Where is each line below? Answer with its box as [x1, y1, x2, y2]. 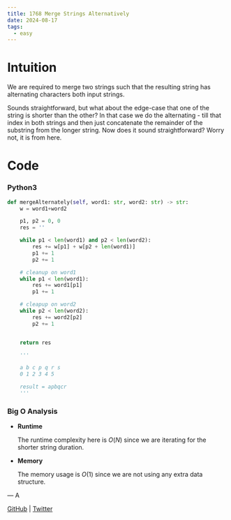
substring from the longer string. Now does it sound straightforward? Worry [7, 126, 225, 135]
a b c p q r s [20, 364, 61, 371]
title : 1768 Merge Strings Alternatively [7, 10, 130, 17]
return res [20, 339, 52, 346]
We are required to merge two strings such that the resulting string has [7, 83, 211, 91]
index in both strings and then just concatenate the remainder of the [7, 119, 203, 127]
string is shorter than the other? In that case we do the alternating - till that [7, 111, 221, 119]
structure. [17, 477, 46, 486]
